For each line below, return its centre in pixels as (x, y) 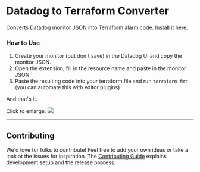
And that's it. (22, 99)
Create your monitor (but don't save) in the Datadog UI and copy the (99, 56)
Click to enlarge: (26, 111)
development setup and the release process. (61, 162)
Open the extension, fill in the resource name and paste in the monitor (100, 68)
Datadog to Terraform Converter (88, 11)
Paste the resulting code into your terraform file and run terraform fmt (101, 81)
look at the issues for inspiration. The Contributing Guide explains (86, 157)
